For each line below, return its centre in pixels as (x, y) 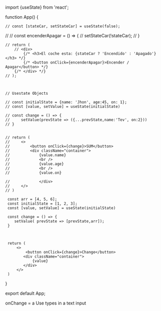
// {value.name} (36, 155)
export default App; (25, 293)
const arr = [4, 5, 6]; (32, 199)
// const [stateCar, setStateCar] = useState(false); (63, 26)
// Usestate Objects (27, 93)
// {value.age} (35, 164)
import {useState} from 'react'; (37, 7)
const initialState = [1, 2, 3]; (43, 204)
